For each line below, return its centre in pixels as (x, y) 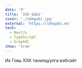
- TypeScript (23, 37)
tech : (11, 28)
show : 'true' (18, 46)
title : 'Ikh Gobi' (24, 14)
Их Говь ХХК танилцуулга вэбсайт (41, 60)
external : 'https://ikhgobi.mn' (38, 23)
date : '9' (15, 10)
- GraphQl (19, 42)
